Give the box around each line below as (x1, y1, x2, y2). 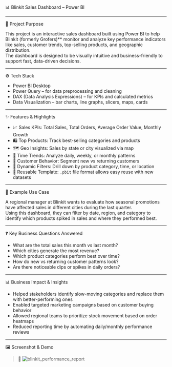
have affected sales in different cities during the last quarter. (5, 205, 133, 210)
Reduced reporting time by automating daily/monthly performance (12, 323, 153, 330)
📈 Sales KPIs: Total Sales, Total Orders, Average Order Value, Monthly (12, 125, 161, 130)
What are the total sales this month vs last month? (12, 242, 118, 248)
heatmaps (12, 318, 34, 324)
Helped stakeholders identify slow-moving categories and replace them (12, 291, 164, 297)
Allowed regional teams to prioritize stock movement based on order (12, 313, 158, 319)
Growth (12, 132, 29, 137)
